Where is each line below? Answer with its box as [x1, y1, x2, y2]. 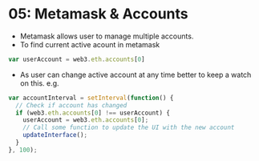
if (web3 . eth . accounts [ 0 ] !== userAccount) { [15, 109, 171, 117]
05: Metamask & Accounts [8, 5, 188, 23]
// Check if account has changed [15, 101, 127, 109]
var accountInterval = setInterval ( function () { [8, 94, 174, 102]
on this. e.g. [19, 78, 59, 88]
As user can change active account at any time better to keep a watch [19, 70, 252, 79]
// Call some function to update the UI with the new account [22, 123, 235, 132]
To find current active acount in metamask [19, 39, 160, 49]
